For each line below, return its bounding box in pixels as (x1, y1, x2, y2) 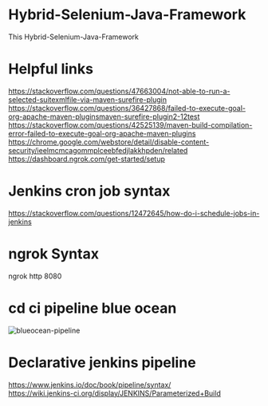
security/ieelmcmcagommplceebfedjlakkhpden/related (8, 145, 188, 155)
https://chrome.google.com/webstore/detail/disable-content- (8, 137, 210, 147)
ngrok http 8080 (8, 271, 62, 281)
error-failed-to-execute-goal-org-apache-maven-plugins (8, 128, 196, 138)
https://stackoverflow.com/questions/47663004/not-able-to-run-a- (8, 86, 231, 96)
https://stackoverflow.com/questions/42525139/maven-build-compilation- (8, 120, 253, 129)
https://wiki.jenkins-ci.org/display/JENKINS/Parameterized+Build (8, 388, 221, 398)
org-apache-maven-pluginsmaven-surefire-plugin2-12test (8, 112, 200, 121)
